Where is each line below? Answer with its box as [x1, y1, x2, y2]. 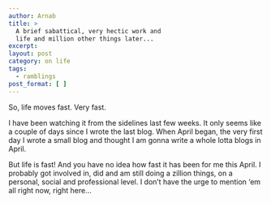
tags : [8, 65, 27, 73]
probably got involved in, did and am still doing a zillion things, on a [8, 168, 233, 178]
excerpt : [8, 42, 38, 50]
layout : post [8, 50, 53, 58]
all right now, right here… [8, 185, 92, 195]
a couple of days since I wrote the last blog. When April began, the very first [8, 127, 263, 136]
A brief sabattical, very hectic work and [15, 27, 161, 35]
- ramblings [15, 72, 57, 80]
